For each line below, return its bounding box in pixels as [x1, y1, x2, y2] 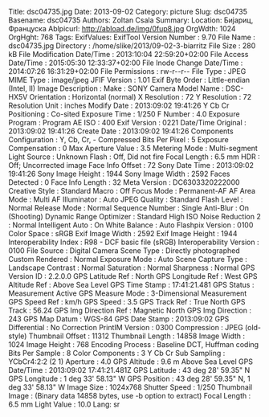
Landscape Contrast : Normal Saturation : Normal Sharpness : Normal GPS [8, 263, 255, 272]
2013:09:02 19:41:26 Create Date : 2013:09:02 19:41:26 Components [8, 126, 234, 136]
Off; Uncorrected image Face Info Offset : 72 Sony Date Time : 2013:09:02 [8, 161, 255, 170]
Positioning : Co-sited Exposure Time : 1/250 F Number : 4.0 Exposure [8, 109, 240, 119]
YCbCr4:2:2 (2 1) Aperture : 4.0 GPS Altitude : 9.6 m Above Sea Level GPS [8, 357, 253, 366]
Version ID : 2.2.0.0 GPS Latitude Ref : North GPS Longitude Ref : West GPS [8, 272, 259, 280]
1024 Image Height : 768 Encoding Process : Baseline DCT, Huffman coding [8, 340, 259, 349]
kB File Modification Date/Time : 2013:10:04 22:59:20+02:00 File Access [8, 50, 249, 59]
